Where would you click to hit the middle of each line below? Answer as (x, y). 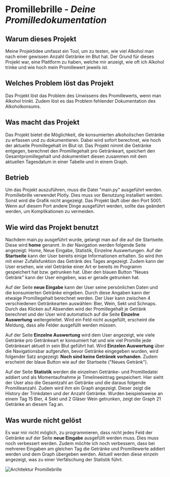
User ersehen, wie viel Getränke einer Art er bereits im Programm (74, 267)
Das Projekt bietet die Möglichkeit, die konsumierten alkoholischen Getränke (85, 135)
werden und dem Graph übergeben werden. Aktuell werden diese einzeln (82, 454)
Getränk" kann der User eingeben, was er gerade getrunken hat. (73, 278)
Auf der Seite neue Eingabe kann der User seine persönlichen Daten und (82, 287)
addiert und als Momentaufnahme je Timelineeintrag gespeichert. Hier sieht (84, 377)
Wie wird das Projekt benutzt (52, 227)
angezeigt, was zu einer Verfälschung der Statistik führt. (64, 460)
